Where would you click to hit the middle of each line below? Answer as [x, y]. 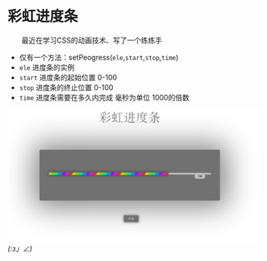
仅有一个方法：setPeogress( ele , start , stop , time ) [99, 57]
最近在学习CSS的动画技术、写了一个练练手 [92, 40]
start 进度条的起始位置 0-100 [68, 77]
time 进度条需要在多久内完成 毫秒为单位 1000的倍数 [104, 97]
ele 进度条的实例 [47, 67]
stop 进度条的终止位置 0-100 [66, 87]
